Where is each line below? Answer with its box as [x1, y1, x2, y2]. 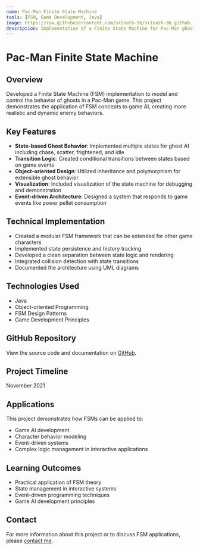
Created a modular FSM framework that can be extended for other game [14, 232, 193, 239]
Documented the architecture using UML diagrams [14, 264, 139, 271]
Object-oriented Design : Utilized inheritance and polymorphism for [14, 168, 181, 175]
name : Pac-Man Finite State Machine [6, 8, 97, 15]
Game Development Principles [14, 316, 89, 323]
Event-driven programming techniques [14, 491, 110, 498]
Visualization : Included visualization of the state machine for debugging [14, 180, 192, 187]
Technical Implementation [6, 217, 105, 227]
